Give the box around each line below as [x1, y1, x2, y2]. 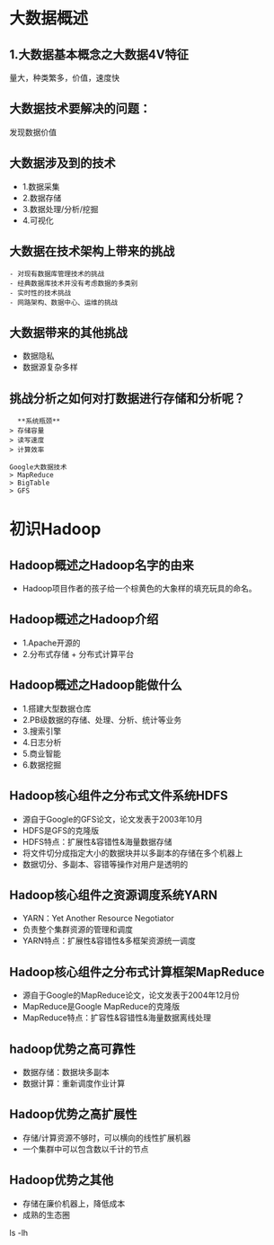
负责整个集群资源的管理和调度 [22, 924, 133, 935]
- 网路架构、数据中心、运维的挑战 [9, 298, 119, 307]
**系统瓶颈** [17, 417, 61, 426]
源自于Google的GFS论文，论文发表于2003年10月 [22, 814, 204, 824]
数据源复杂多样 [22, 361, 78, 373]
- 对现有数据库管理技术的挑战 [9, 270, 105, 279]
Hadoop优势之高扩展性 [9, 1107, 137, 1122]
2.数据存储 [22, 192, 62, 203]
